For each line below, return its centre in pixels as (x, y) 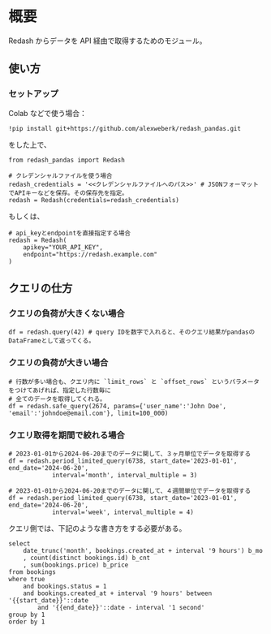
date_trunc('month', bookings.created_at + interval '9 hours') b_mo (143, 550)
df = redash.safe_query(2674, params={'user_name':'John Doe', (118, 406)
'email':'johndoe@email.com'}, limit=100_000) (88, 413)
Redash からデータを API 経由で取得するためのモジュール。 (108, 41)
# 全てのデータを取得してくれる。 (57, 399)
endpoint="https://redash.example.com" (90, 254)
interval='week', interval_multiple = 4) (123, 512)
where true (27, 579)
